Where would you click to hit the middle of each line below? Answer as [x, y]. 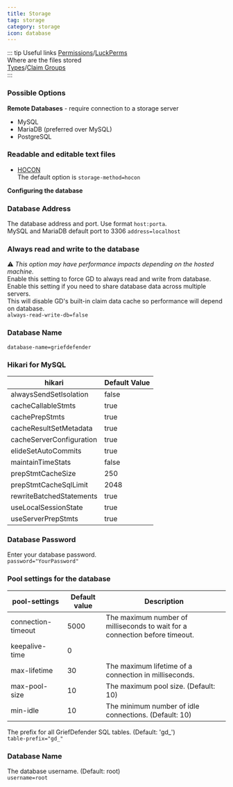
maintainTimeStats [41, 462]
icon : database [29, 33]
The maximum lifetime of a [149, 666]
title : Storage [29, 14]
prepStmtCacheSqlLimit [50, 485]
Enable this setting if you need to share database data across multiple [107, 287]
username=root [28, 778]
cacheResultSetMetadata [52, 429]
